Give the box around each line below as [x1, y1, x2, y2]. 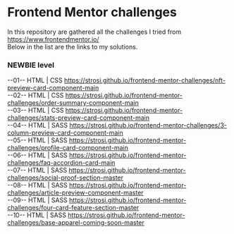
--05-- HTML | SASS [7, 136, 68, 144]
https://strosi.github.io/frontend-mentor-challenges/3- [69, 121, 228, 130]
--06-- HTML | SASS [7, 151, 68, 159]
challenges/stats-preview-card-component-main [7, 113, 150, 122]
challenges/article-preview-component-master [7, 188, 144, 197]
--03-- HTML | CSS [7, 106, 64, 115]
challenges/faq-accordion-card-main [7, 159, 116, 167]
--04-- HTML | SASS [7, 121, 68, 130]
